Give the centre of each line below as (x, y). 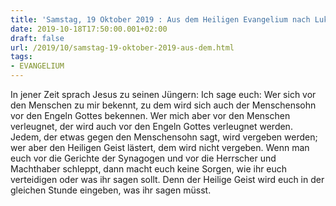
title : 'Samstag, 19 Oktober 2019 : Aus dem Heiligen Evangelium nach (160, 19)
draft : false (37, 38)
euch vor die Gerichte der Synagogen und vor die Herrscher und (143, 158)
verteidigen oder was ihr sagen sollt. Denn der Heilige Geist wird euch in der (167, 179)
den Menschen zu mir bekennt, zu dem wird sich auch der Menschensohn (163, 105)
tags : (21, 57)
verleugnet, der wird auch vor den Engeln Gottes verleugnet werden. (151, 126)
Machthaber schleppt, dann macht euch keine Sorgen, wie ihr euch (149, 169)
